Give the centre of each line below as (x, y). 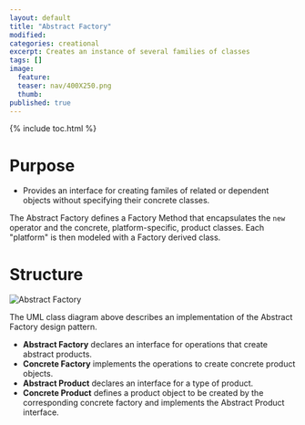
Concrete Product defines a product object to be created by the (143, 393)
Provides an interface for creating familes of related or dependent (146, 191)
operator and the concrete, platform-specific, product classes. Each (137, 228)
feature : (34, 78)
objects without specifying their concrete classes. (116, 201)
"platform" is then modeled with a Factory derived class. (115, 237)
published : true (40, 103)
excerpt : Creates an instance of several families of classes (130, 52)
